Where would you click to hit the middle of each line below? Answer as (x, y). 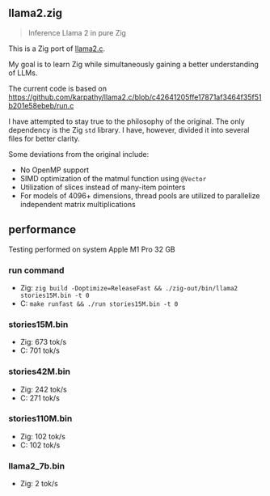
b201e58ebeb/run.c (41, 105)
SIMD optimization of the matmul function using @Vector (113, 178)
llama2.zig (36, 13)
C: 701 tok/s (40, 350)
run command (36, 270)
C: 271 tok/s (40, 398)
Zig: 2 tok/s (39, 484)
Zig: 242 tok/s (43, 389)
